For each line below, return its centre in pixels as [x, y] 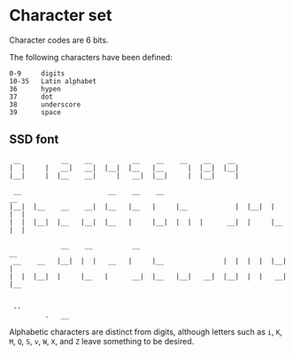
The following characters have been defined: [91, 57]
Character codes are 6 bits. [59, 40]
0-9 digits [37, 73]
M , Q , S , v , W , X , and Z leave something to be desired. [102, 341]
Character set [61, 16]
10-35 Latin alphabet [53, 81]
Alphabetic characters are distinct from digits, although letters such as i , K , [146, 331]
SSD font [34, 140]
